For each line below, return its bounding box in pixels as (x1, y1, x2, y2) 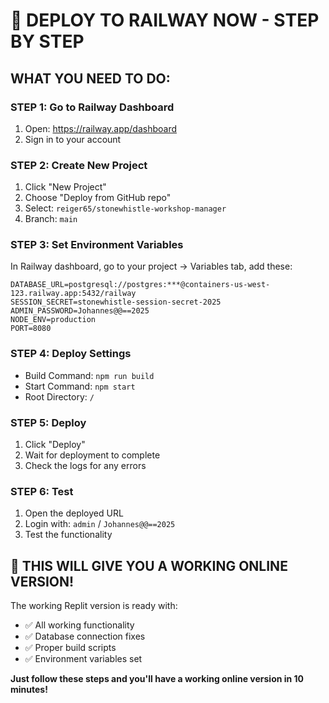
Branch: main (24, 213, 78, 225)
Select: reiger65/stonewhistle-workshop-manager (24, 202, 227, 214)
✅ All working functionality (24, 619, 135, 631)
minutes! (10, 684, 48, 696)
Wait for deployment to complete (24, 449, 161, 461)
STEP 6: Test (10, 484, 74, 498)
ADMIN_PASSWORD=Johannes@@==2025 (10, 306, 150, 316)
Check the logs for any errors (24, 460, 147, 472)
